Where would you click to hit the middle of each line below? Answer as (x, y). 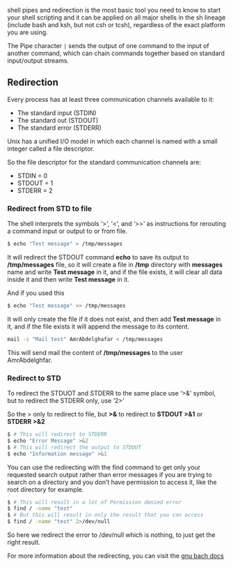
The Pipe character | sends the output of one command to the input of (109, 46)
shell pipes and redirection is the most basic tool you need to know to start (114, 10)
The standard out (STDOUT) (58, 120)
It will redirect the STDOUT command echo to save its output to (98, 257)
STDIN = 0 (32, 175)
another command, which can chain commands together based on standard (116, 53)
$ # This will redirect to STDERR (57, 434)
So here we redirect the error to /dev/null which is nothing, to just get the (111, 535)
